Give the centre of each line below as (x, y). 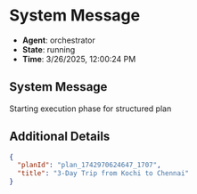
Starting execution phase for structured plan (90, 109)
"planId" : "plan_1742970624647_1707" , (90, 166)
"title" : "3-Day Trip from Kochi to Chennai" (103, 174)
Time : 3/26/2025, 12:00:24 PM (79, 59)
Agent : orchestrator (59, 40)
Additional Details (60, 137)
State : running (49, 49)
